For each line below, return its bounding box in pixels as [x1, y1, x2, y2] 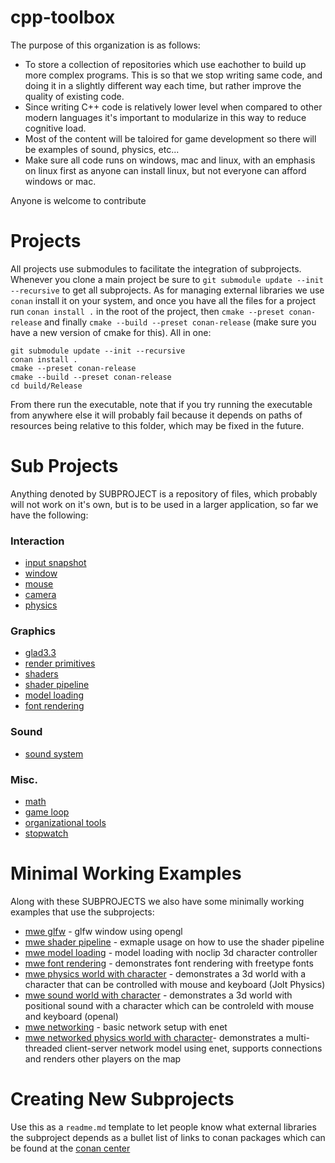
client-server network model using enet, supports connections [64, 1042, 323, 1054]
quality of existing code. [24, 90, 125, 102]
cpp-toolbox [10, 6, 116, 29]
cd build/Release [10, 381, 83, 391]
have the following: [10, 509, 89, 521]
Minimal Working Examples [10, 862, 242, 885]
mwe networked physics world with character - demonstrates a [24, 1031, 284, 1043]
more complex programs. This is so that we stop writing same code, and [24, 69, 323, 81]
